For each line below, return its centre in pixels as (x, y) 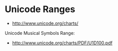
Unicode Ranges (40, 9)
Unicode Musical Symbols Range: (40, 33)
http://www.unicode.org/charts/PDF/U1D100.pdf (62, 43)
